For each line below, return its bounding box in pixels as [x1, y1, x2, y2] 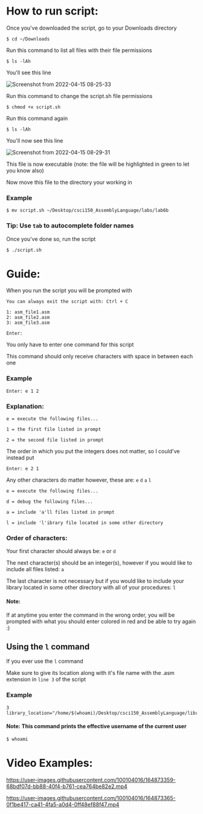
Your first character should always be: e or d [6, 548, 116, 555]
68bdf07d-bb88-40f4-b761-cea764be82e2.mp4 [6, 783, 128, 790]
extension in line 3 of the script [6, 676, 86, 683]
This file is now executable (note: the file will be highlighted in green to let [6, 160, 190, 168]
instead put [6, 454, 34, 461]
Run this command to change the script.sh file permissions [6, 92, 153, 99]
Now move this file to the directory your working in [6, 179, 132, 186]
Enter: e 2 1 [6, 466, 39, 472]
